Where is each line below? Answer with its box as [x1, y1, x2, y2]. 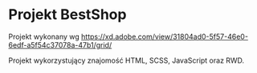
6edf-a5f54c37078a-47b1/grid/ [8, 40, 112, 49]
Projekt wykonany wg [8, 32, 80, 41]
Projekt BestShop [8, 6, 127, 24]
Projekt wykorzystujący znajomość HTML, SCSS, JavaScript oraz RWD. [8, 56, 245, 65]
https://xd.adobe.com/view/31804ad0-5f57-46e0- [81, 32, 249, 41]
